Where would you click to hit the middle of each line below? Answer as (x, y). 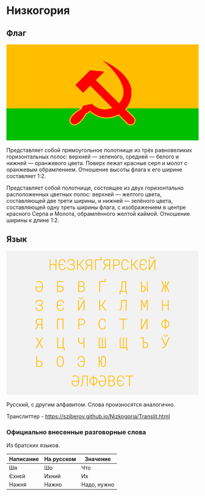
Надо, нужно (98, 484)
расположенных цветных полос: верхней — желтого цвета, (84, 194)
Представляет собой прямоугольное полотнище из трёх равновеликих (99, 150)
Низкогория (38, 11)
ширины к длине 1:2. (33, 220)
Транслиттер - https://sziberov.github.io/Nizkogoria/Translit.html (88, 416)
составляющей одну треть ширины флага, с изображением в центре (96, 207)
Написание (24, 459)
